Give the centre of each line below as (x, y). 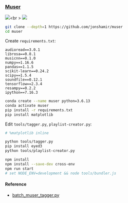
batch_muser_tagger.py (36, 195)
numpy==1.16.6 (19, 63)
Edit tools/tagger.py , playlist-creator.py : (48, 124)
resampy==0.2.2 (20, 88)
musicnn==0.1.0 (20, 59)
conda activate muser (27, 105)
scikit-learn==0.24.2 (27, 71)
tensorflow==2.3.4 (24, 84)
